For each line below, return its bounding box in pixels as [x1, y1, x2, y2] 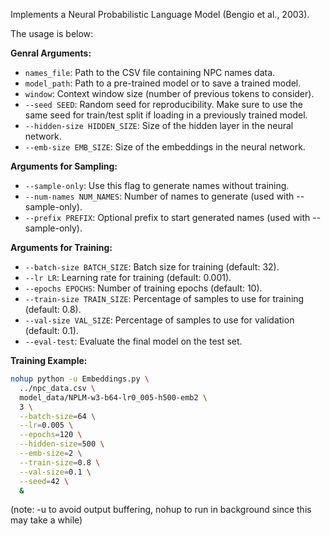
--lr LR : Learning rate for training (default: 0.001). [24, 272, 232, 283]
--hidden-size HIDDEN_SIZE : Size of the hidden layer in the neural [24, 120, 294, 131]
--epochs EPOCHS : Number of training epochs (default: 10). [24, 282, 263, 294]
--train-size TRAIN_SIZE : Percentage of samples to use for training [24, 293, 305, 304]
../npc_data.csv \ [19, 383, 97, 393]
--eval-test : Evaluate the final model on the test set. [24, 335, 243, 347]
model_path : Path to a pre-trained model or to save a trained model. [24, 77, 302, 89]
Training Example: [10, 355, 88, 366]
